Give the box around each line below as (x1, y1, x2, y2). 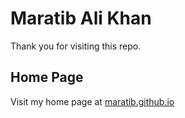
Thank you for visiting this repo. (10, 40, 142, 52)
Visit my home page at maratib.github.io (10, 95, 175, 107)
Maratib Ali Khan (10, 7, 152, 30)
